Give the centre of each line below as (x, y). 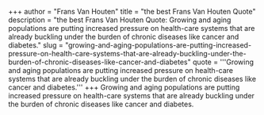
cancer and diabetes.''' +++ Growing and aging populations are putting (124, 87)
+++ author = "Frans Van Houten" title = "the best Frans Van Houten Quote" (132, 11)
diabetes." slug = (36, 45)
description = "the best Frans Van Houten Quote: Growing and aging (120, 20)
